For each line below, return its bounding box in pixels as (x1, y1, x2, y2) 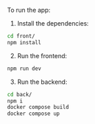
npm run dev (7, 65, 41, 72)
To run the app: (7, 6, 51, 14)
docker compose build (7, 104, 70, 111)
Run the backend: (17, 78, 67, 86)
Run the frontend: (17, 51, 67, 60)
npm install (7, 39, 41, 46)
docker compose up (7, 110, 60, 117)
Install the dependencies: (17, 19, 89, 27)
